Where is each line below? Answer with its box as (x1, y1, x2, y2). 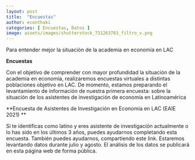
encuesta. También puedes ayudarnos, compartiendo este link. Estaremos (6, 135, 185, 142)
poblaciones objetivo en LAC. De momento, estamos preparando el (6, 81, 168, 88)
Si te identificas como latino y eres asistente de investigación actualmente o (6, 123, 189, 130)
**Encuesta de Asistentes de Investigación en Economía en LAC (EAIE (6, 105, 176, 112)
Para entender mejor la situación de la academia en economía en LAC (6, 46, 173, 53)
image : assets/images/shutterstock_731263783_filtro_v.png (6, 30, 153, 36)
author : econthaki (6, 19, 51, 25)
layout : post (6, 8, 38, 15)
